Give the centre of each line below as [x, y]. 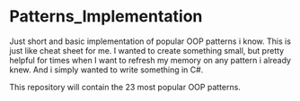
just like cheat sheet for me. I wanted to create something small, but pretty [147, 50]
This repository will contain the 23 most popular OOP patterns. [125, 87]
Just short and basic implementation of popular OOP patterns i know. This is [150, 41]
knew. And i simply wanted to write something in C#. [106, 70]
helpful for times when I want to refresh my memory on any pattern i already [150, 60]
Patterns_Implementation [106, 17]
